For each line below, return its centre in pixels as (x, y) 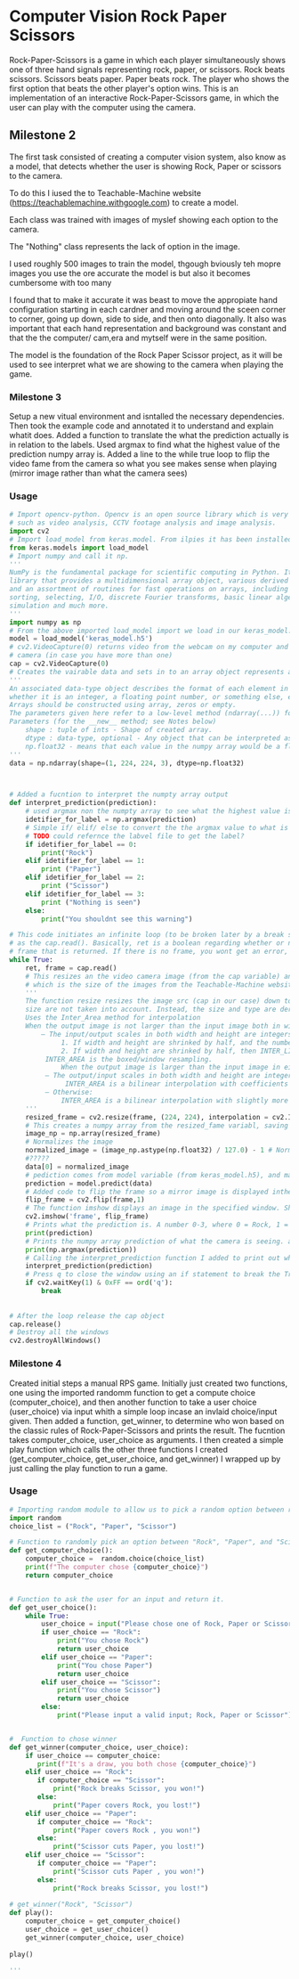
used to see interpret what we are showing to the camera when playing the (146, 364)
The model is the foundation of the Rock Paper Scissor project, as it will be (146, 354)
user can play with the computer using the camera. (102, 107)
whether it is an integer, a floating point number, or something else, (147, 696)
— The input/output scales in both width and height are (149, 1034)
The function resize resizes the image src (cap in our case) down (153, 1001)
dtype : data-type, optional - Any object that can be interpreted (153, 738)
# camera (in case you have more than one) (91, 656)
